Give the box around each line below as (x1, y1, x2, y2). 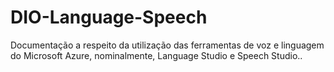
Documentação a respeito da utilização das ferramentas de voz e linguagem (10, 39, 325, 51)
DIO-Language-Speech (10, 6, 208, 29)
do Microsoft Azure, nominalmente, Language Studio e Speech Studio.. (10, 49, 303, 61)
